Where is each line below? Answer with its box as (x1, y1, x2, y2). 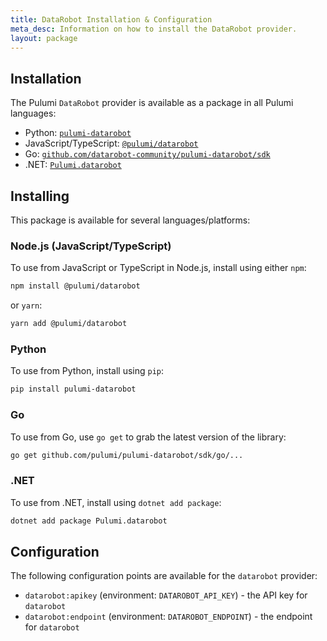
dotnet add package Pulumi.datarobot (10, 516, 168, 526)
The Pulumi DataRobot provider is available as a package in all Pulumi (10, 97, 294, 109)
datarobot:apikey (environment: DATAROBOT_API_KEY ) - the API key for (24, 589, 308, 601)
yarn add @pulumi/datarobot (10, 319, 128, 329)
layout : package (10, 33, 78, 43)
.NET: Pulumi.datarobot (24, 159, 122, 171)
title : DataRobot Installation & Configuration (10, 14, 213, 25)
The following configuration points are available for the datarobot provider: (10, 570, 318, 582)
